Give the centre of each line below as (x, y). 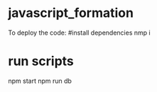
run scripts (41, 61)
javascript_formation (71, 13)
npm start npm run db (40, 81)
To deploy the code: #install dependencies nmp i (80, 33)
